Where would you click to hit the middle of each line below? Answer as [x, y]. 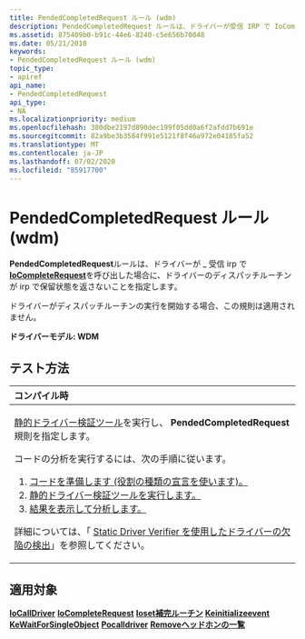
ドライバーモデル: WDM [54, 336]
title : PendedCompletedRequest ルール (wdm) [93, 18]
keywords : [28, 52]
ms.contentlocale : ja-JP [56, 153]
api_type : [28, 102]
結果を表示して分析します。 [88, 509]
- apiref [26, 77]
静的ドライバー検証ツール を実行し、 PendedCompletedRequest [152, 423]
